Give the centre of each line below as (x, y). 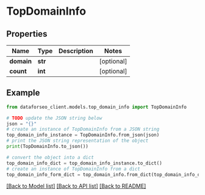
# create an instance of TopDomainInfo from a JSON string (83, 130)
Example (23, 93)
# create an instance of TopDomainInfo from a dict (73, 169)
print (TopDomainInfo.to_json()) (47, 147)
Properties (27, 34)
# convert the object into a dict (50, 157)
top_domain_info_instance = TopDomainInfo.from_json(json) (83, 135)
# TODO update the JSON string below (54, 118)
